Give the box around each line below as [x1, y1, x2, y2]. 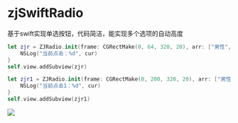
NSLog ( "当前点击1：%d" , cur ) [20, 83, 101, 90]
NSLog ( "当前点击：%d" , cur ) [20, 49, 98, 57]
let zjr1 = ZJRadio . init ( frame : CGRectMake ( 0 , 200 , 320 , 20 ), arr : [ [7, 76, 218, 83]
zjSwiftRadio [7, 5, 84, 21]
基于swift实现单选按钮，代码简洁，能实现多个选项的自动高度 [7, 29, 183, 37]
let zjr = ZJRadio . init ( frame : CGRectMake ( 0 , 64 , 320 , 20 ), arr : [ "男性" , [7, 43, 232, 50]
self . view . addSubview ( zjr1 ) [7, 95, 91, 103]
